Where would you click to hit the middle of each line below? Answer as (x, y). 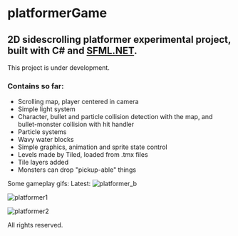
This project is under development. (59, 68)
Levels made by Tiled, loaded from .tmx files (83, 155)
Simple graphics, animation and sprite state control (92, 147)
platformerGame (57, 13)
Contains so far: (36, 86)
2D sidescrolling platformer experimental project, (119, 40)
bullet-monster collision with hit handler (76, 124)
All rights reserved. (35, 225)
